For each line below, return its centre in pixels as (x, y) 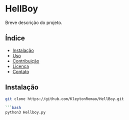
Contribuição (26, 61)
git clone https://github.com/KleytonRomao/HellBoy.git (64, 99)
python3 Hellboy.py (25, 112)
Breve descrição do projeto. (34, 22)
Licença (20, 66)
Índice (15, 38)
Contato (21, 71)
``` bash (13, 108)
